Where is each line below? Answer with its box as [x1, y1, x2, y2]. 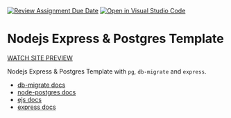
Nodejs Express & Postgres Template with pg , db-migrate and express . [7, 67, 207, 76]
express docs [17, 103, 57, 111]
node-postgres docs [17, 87, 76, 96]
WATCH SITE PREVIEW [7, 53, 73, 62]
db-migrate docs [17, 81, 66, 89]
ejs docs [17, 95, 42, 103]
